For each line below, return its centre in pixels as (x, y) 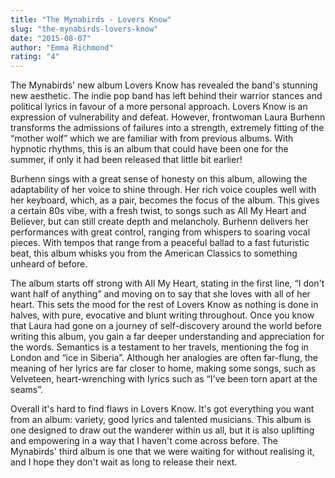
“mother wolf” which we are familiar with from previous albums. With (152, 138)
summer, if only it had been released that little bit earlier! (126, 160)
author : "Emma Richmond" (62, 47)
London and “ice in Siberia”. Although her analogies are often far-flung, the (164, 358)
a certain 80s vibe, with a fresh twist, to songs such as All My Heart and (158, 211)
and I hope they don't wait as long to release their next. (124, 462)
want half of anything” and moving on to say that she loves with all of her (160, 294)
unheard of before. (49, 264)
